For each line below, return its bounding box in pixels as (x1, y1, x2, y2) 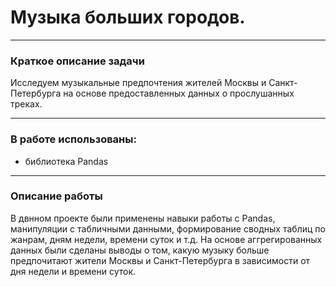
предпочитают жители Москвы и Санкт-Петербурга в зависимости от (10, 254, 311, 266)
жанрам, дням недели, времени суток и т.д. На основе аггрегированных (10, 233, 323, 245)
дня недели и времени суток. (10, 265, 137, 277)
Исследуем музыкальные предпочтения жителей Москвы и (10, 77, 267, 89)
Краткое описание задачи (10, 54, 145, 68)
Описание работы (10, 189, 103, 203)
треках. (10, 98, 43, 110)
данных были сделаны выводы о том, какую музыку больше (10, 244, 270, 256)
